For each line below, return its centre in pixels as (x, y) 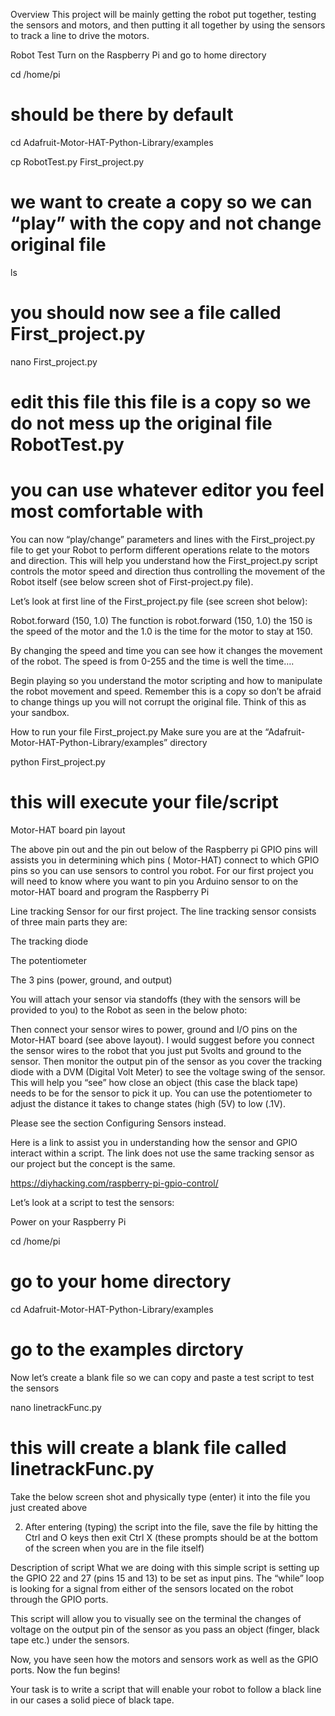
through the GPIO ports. (59, 1599)
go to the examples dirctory (127, 1350)
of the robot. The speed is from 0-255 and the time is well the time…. (152, 661)
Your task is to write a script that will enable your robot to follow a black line (166, 1689)
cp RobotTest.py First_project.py (77, 161)
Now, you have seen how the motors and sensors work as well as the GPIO (164, 1659)
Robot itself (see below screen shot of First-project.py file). (132, 581)
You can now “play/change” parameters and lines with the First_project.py (163, 539)
